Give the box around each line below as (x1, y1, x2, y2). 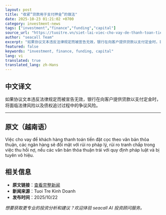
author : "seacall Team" (5, 35, 54, 40)
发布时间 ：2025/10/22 (12, 194, 58, 200)
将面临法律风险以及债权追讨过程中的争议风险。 (5, 102, 100, 108)
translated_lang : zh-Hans (5, 62, 58, 67)
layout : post (5, 7, 32, 12)
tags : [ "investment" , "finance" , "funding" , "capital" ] (5, 26, 116, 31)
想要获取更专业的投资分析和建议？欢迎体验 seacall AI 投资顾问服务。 (5, 205, 145, 211)
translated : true (5, 58, 41, 63)
